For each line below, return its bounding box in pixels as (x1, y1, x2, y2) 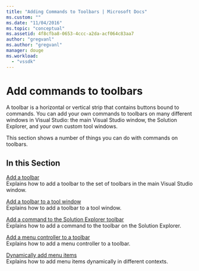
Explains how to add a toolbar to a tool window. (6, 204, 122, 211)
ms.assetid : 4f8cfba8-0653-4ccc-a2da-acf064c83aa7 (6, 31, 134, 37)
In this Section (6, 158, 61, 168)
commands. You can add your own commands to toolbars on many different (6, 110, 192, 117)
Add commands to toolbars (6, 84, 143, 98)
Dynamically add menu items (6, 251, 77, 259)
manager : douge (6, 48, 44, 54)
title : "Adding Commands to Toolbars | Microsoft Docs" (6, 8, 147, 15)
